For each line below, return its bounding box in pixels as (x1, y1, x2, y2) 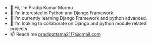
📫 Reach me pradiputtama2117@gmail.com (10, 31, 101, 37)
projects (10, 26, 28, 32)
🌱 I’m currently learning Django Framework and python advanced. (10, 15, 147, 21)
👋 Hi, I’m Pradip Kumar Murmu (10, 5, 73, 10)
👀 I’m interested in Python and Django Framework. (10, 10, 115, 16)
